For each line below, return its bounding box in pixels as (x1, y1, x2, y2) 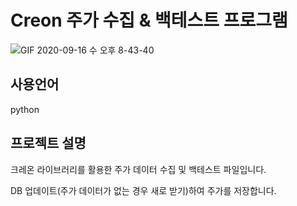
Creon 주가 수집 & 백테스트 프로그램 (10, 9, 288, 32)
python (10, 103, 40, 115)
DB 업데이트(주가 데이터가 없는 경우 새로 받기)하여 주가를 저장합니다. (10, 184, 277, 196)
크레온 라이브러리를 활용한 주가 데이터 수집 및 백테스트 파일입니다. (10, 163, 267, 175)
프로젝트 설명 (10, 135, 87, 152)
